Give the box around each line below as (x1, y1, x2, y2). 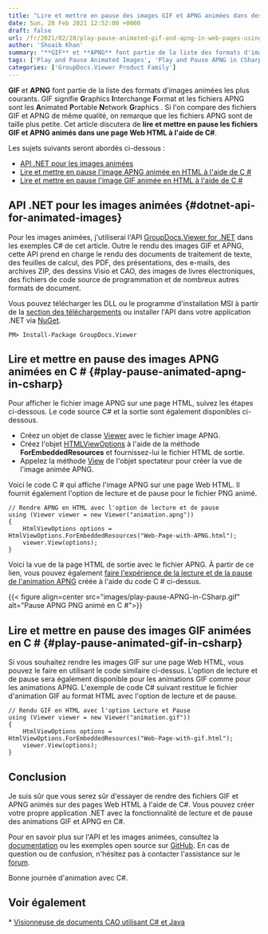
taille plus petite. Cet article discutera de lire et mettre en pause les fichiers (8, 119, 258, 128)
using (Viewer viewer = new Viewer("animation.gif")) (8, 714, 191, 722)
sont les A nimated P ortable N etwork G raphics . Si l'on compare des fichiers (8, 102, 257, 112)
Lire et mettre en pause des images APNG (8, 352, 219, 366)
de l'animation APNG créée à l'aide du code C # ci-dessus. (8, 577, 202, 587)
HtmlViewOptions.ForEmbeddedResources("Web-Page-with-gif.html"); (8, 735, 234, 743)
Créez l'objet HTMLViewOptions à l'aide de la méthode (19, 439, 200, 449)
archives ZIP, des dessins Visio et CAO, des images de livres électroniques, (8, 266, 255, 276)
